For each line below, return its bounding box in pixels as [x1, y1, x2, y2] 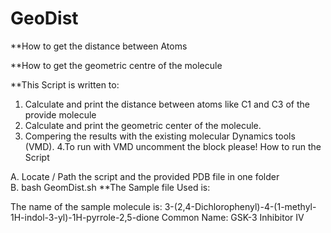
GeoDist [10, 7, 79, 30]
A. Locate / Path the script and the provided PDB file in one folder [10, 170, 280, 182]
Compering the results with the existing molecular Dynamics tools [24, 130, 296, 142]
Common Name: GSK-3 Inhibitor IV [161, 211, 305, 223]
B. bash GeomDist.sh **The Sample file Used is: [10, 181, 211, 193]
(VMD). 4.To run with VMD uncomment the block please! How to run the [24, 140, 322, 152]
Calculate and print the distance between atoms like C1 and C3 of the [24, 98, 310, 110]
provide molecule [24, 108, 97, 121]
